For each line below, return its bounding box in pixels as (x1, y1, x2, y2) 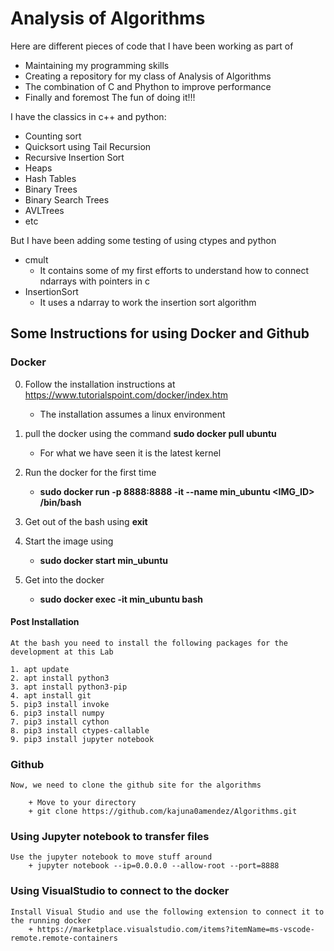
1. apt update (10, 664, 70, 674)
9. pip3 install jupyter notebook (10, 734, 155, 744)
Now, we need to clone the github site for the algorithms (10, 780, 262, 791)
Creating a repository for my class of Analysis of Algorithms (24, 70, 272, 82)
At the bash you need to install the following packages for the (10, 638, 288, 648)
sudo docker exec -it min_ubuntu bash (39, 593, 203, 605)
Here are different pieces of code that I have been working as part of (10, 40, 294, 52)
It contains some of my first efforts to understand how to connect (39, 264, 310, 276)
